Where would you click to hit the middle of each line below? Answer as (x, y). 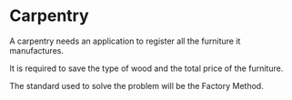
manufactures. (36, 50)
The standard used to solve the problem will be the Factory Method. (136, 85)
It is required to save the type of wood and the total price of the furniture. (146, 68)
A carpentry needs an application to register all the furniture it (125, 41)
